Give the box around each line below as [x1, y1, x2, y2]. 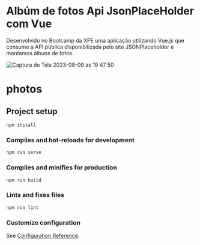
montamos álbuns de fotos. [6, 49, 74, 56]
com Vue [6, 17, 52, 31]
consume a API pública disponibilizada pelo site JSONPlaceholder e [6, 43, 174, 50]
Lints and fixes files [6, 191, 65, 199]
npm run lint [6, 204, 39, 211]
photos [6, 82, 43, 96]
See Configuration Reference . [6, 232, 80, 240]
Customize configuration [6, 218, 81, 226]
